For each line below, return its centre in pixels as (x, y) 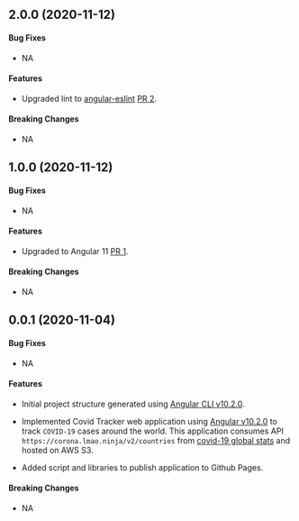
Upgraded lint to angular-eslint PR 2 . (89, 98)
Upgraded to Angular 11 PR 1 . (75, 251)
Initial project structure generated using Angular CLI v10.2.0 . (133, 404)
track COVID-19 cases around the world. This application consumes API (153, 431)
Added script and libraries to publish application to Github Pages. (142, 467)
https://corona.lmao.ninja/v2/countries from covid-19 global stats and (155, 440)
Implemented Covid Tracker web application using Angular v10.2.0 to (149, 421)
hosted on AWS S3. (57, 450)
